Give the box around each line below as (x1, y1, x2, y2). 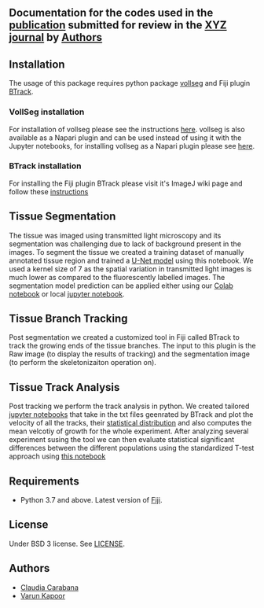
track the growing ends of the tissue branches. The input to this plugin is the (9, 341, 256, 351)
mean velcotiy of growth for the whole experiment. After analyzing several (9, 426, 249, 436)
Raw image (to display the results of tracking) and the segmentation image (9, 349, 251, 359)
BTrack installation (9, 160, 82, 171)
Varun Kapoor (20, 591, 66, 600)
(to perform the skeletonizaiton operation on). (9, 358, 156, 367)
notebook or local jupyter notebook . (9, 289, 125, 298)
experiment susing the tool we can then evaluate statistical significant (9, 435, 235, 444)
